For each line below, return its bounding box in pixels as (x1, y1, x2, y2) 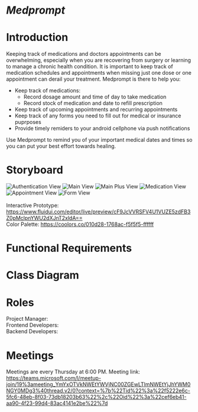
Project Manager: (6, 315, 48, 322)
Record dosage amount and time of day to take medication (23, 93, 167, 101)
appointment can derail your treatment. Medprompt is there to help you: (6, 75, 181, 83)
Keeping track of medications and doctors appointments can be (6, 50, 161, 58)
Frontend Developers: (6, 321, 59, 329)
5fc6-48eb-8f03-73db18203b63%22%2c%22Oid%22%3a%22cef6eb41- (6, 394, 187, 401)
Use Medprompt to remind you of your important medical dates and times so (6, 136, 193, 143)
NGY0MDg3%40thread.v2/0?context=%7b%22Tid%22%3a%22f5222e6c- (6, 387, 190, 394)
